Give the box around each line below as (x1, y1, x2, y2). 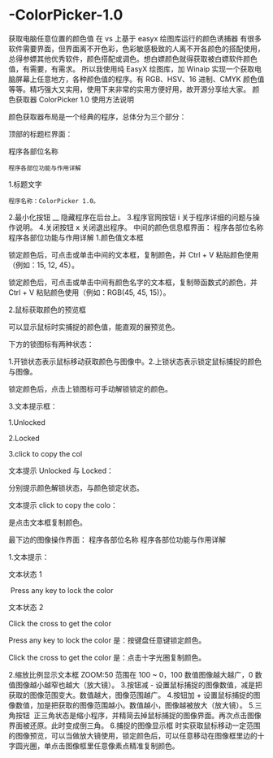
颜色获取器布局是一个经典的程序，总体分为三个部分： (8, 111, 187, 121)
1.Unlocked (8, 417, 46, 427)
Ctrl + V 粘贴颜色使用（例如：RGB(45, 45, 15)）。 (8, 287, 171, 297)
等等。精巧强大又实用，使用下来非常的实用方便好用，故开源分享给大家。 (8, 84, 250, 94)
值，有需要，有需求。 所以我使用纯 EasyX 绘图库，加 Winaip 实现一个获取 (8, 63, 255, 74)
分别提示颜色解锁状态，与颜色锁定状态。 (8, 483, 144, 492)
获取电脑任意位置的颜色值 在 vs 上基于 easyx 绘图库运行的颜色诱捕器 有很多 (8, 33, 262, 43)
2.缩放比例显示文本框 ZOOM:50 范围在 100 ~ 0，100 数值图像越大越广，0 (8, 669, 253, 679)
